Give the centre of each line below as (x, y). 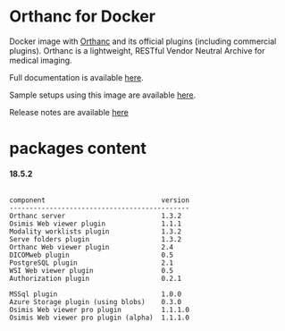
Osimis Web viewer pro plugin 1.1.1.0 (100, 310)
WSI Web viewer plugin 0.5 (92, 271)
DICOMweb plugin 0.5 (92, 255)
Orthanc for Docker (83, 17)
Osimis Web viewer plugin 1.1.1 (95, 224)
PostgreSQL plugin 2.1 (92, 263)
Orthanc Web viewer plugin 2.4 (92, 248)
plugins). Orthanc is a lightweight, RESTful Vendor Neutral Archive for (137, 50)
